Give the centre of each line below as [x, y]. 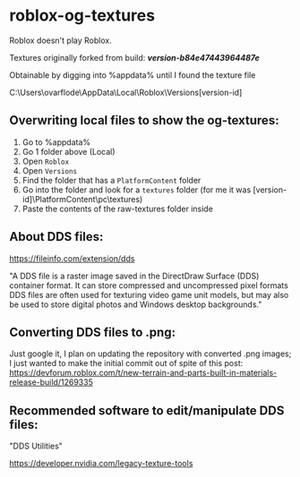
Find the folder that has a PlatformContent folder [111, 180]
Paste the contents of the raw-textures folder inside [117, 209]
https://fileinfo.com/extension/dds [72, 258]
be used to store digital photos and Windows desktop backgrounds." [136, 304]
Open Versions [50, 170]
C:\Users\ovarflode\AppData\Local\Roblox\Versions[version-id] [126, 92]
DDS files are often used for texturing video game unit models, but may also [149, 294]
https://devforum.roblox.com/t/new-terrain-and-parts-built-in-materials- [143, 373]
